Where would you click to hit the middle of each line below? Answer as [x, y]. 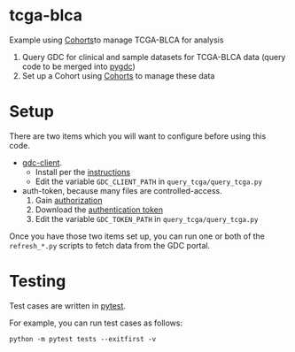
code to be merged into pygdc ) [78, 66]
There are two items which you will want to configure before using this [138, 136]
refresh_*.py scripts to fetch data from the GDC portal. [110, 245]
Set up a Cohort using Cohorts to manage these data [118, 75]
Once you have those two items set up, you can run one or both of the [137, 236]
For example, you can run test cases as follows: [96, 323]
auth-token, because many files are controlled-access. [122, 190]
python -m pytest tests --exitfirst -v [83, 339]
